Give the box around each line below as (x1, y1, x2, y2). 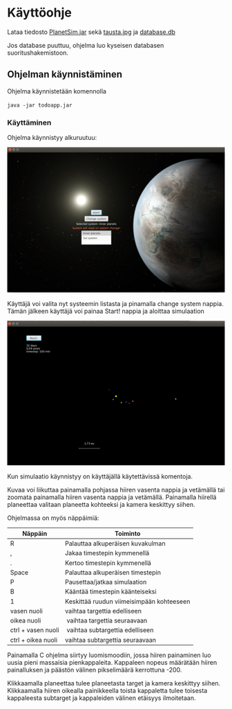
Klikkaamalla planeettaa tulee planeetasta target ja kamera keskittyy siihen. (7, 679, 221, 688)
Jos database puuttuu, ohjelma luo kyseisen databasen (7, 41, 164, 49)
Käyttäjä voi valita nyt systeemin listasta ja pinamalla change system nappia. (7, 299, 224, 307)
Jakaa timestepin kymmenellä (65, 549, 150, 557)
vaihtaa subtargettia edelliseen (66, 626, 154, 634)
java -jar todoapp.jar (7, 102, 72, 109)
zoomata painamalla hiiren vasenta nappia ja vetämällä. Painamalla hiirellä (7, 493, 217, 501)
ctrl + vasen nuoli (10, 626, 60, 634)
